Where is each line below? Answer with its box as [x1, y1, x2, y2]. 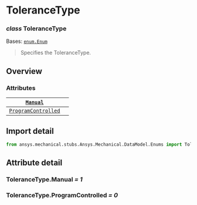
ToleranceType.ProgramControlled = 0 [6, 191, 118, 200]
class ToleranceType [6, 25, 67, 33]
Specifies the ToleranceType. [20, 49, 91, 56]
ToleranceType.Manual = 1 [6, 176, 83, 184]
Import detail [6, 126, 54, 136]
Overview [6, 66, 43, 76]
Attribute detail [6, 158, 63, 168]
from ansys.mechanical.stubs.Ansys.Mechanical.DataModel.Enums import [6, 142, 182, 147]
